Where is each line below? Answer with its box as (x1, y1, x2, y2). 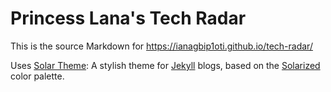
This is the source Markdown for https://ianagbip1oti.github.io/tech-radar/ (10, 40, 313, 52)
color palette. (10, 70, 65, 82)
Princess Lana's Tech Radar (10, 7, 247, 30)
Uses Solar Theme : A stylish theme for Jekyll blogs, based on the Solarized (10, 59, 321, 71)
